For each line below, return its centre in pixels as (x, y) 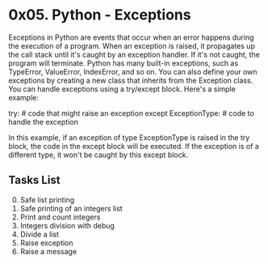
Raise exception (47, 243)
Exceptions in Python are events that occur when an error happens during (131, 37)
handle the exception (43, 121)
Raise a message (48, 251)
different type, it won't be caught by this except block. (98, 155)
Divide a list (39, 234)
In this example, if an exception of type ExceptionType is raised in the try (129, 137)
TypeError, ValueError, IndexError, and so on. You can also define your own (133, 71)
